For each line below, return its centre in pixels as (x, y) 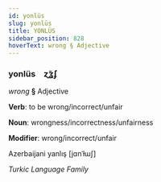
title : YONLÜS (32, 31)
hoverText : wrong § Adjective (59, 46)
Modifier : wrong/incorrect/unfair (62, 139)
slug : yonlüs (30, 23)
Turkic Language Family (48, 169)
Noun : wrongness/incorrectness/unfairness (81, 122)
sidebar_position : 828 (46, 38)
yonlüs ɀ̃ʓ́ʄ (33, 74)
